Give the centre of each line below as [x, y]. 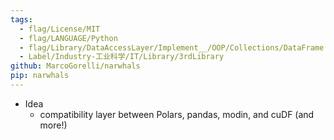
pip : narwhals [40, 76]
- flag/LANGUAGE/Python [68, 38]
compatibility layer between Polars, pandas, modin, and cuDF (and [177, 114]
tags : [21, 19]
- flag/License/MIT [60, 29]
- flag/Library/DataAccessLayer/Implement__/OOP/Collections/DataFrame [172, 47]
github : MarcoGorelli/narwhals [75, 66]
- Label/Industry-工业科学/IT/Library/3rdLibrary [122, 57]
